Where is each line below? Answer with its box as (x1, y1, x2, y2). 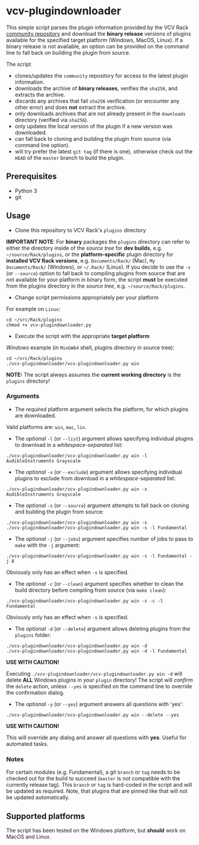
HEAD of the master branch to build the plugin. (14, 154, 125, 161)
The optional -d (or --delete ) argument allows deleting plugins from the (14, 625, 191, 632)
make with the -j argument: (14, 541, 80, 548)
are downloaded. (14, 412, 56, 419)
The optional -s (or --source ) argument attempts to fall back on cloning (14, 502, 189, 509)
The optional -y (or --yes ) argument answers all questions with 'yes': (14, 700, 184, 708)
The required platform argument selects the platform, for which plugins (14, 405, 189, 412)
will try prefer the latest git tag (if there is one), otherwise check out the (14, 147, 193, 155)
